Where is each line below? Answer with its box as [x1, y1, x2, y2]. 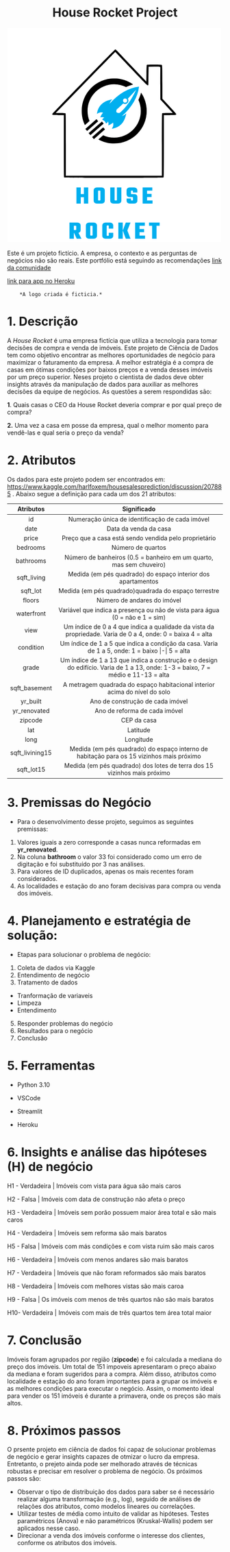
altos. [7, 1398, 23, 1407]
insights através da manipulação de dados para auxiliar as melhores [7, 380, 199, 388]
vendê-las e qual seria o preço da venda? [7, 428, 125, 437]
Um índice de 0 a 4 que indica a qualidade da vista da [63, 622, 214, 631]
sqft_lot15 [16, 765, 46, 773]
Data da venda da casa [106, 524, 171, 533]
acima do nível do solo [107, 688, 171, 696]
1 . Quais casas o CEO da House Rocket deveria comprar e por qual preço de [7, 400, 222, 409]
